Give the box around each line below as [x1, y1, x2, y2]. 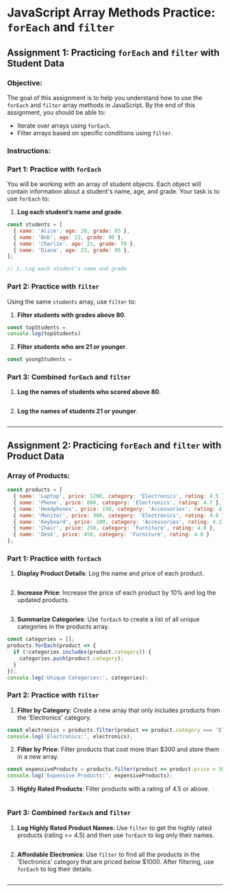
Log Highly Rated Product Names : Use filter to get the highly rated [16, 823, 212, 832]
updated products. [16, 596, 70, 604]
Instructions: [7, 146, 51, 155]
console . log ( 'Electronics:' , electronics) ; [7, 733, 133, 740]
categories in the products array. [16, 623, 110, 631]
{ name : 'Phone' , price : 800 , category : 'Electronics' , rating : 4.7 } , [13, 499, 222, 506]
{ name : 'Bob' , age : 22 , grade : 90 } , [13, 233, 125, 241]
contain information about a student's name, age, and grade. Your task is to [7, 187, 220, 196]
